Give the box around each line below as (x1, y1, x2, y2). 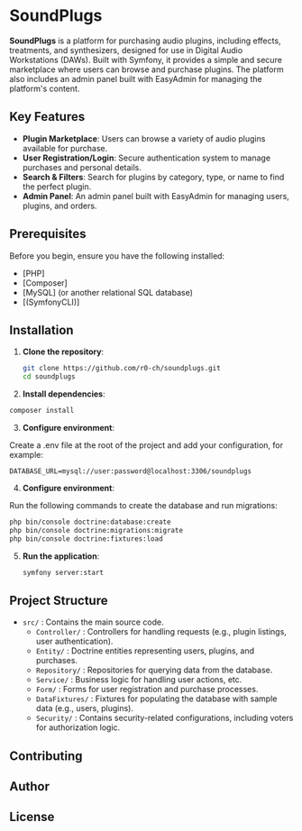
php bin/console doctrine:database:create (9, 517, 171, 526)
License (9, 809, 55, 825)
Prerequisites (9, 226, 87, 242)
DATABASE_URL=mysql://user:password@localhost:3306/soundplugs (9, 467, 252, 476)
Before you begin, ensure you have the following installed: (9, 250, 225, 261)
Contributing (9, 748, 83, 763)
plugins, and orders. (22, 200, 97, 211)
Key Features (9, 109, 86, 124)
